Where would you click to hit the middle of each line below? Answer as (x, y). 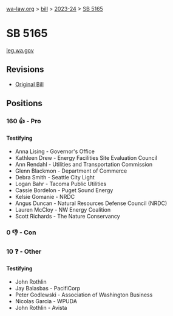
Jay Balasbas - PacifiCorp (48, 289)
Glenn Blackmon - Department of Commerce (71, 171)
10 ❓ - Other (24, 251)
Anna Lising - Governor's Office (55, 151)
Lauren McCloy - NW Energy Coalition (63, 210)
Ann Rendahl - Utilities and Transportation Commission (84, 165)
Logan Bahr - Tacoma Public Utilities (61, 184)
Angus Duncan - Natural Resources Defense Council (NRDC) (91, 203)
